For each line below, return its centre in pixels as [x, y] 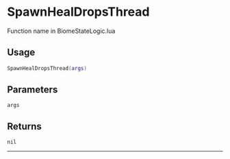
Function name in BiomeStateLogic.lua [61, 31]
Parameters [33, 90]
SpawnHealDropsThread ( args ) [47, 68]
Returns [25, 126]
